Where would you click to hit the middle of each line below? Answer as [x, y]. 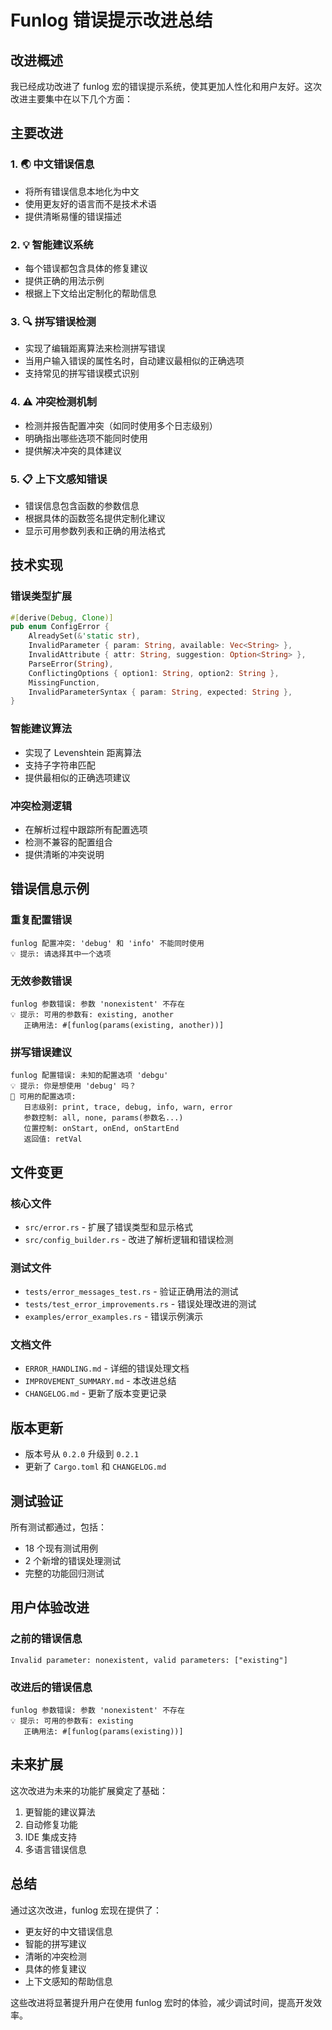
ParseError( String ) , [71, 664]
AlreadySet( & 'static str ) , [84, 636]
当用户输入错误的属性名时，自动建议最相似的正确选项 [134, 361]
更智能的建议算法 [60, 1812]
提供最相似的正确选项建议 [77, 777]
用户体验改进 [50, 1607]
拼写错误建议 [41, 1052]
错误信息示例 [50, 889]
